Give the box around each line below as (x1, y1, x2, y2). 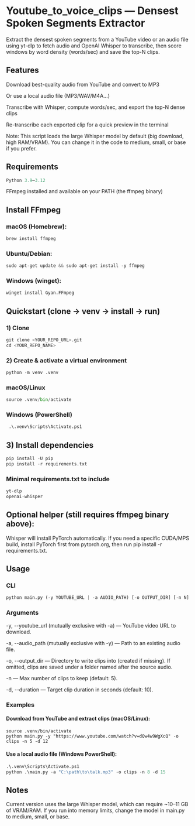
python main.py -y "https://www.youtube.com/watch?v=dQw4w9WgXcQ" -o (6, 733, 179, 739)
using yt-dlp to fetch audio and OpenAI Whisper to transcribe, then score (6, 42, 182, 49)
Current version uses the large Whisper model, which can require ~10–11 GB (6, 801, 189, 808)
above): (6, 519, 35, 529)
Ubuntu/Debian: (6, 249, 53, 258)
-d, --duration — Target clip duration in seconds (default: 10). (6, 686, 154, 693)
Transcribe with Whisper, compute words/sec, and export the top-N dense (6, 104, 186, 111)
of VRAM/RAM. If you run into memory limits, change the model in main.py (6, 807, 185, 814)
